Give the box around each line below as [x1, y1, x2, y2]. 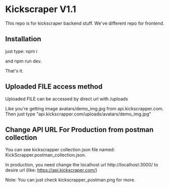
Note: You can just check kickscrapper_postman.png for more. [5, 177, 136, 183]
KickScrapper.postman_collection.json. [5, 152, 86, 158]
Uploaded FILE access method [5, 82, 102, 91]
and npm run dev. [5, 58, 42, 64]
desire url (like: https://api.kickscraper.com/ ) [5, 167, 97, 173]
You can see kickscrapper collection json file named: [5, 147, 115, 153]
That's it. [5, 68, 24, 74]
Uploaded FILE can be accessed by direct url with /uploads [5, 96, 128, 102]
